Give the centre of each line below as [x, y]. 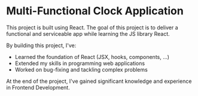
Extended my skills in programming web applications [80, 63]
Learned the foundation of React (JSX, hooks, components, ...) [92, 57]
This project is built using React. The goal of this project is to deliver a [92, 27]
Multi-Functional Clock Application [95, 11]
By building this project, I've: [41, 45]
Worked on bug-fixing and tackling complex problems [81, 69]
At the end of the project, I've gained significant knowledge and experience [99, 81]
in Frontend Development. [38, 87]
